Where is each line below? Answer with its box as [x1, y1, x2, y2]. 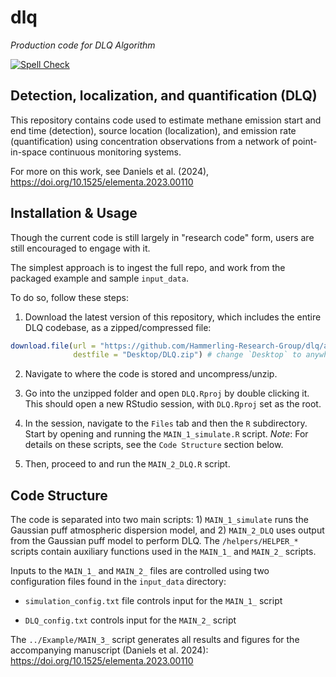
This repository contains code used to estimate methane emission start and [10, 114, 322, 126]
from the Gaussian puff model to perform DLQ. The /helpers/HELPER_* [10, 535, 299, 547]
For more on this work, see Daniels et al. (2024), [10, 165, 210, 177]
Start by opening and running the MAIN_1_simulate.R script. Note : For [24, 428, 309, 440]
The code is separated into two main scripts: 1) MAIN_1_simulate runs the [10, 514, 309, 526]
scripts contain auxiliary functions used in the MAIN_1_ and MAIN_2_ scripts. [10, 546, 317, 558]
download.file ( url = [10, 341, 97, 351]
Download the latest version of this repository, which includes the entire [24, 311, 322, 323]
